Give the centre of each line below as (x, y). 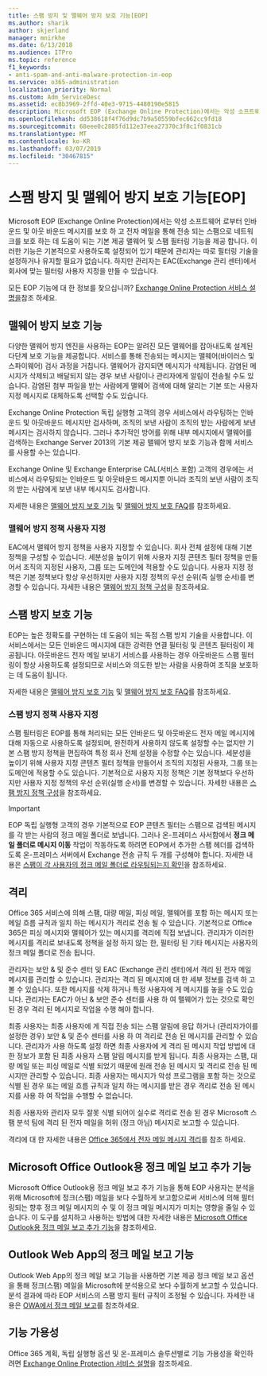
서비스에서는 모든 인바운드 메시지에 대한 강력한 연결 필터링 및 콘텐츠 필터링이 (127, 645)
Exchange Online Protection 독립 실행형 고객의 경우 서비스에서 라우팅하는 (124, 413)
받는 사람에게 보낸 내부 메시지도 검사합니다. (83, 489)
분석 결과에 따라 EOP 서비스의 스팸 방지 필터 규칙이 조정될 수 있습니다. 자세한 (127, 1295)
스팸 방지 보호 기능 (50, 614)
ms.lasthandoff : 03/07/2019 (55, 149)
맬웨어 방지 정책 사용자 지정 (57, 528)
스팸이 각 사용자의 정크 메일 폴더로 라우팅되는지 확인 (103, 865)
